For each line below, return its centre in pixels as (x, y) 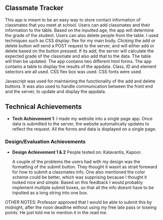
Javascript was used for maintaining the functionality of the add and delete (80, 81)
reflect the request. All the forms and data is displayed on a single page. (84, 129)
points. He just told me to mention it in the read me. (56, 212)
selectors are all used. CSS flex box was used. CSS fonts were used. (74, 71)
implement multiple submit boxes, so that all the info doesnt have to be (83, 187)
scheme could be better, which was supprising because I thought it (79, 177)
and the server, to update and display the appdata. (55, 91)
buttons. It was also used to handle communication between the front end (79, 86)
